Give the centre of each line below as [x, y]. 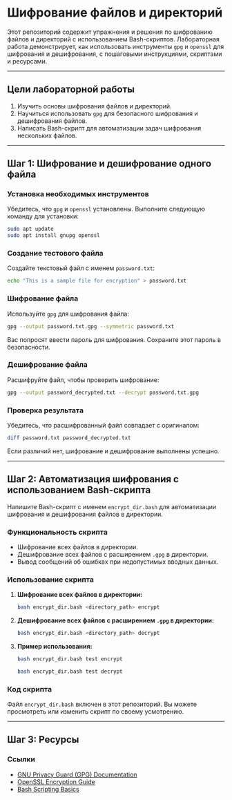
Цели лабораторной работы [71, 89]
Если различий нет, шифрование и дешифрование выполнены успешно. [113, 451]
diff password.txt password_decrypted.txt [69, 438]
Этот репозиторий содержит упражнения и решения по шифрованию [110, 32]
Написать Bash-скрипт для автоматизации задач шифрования [109, 128]
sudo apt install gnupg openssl [54, 236]
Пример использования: [55, 647]
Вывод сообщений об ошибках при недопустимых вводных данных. [118, 562]
